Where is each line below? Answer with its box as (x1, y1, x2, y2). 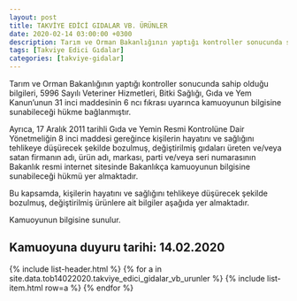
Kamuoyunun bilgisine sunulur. (9, 214, 121, 225)
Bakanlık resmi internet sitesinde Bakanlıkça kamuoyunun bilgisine (9, 161, 250, 172)
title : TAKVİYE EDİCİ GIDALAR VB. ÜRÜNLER (9, 21, 168, 30)
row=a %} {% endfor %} (44, 282, 134, 293)
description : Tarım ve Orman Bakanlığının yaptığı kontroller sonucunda (9, 37, 283, 47)
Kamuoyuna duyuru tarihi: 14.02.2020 (9, 240, 225, 255)
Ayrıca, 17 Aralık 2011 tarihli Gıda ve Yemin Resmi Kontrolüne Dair (9, 124, 245, 134)
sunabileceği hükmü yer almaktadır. (9, 171, 139, 181)
